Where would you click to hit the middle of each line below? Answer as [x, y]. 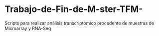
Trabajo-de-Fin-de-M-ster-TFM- [74, 9]
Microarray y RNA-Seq [28, 28]
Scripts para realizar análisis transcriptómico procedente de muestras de [79, 23]
